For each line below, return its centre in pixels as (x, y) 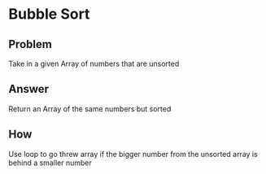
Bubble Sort (49, 14)
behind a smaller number (50, 163)
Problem (31, 44)
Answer (29, 89)
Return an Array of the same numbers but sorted (90, 109)
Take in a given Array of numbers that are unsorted (94, 63)
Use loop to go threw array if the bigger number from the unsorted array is (133, 154)
